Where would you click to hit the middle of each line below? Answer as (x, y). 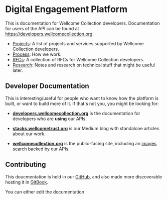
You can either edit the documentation (45, 191)
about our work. (29, 134)
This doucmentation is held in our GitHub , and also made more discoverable (83, 176)
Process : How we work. (37, 54)
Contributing (26, 165)
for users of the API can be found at (42, 28)
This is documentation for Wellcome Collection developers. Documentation (83, 23)
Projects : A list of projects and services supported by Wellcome (78, 43)
